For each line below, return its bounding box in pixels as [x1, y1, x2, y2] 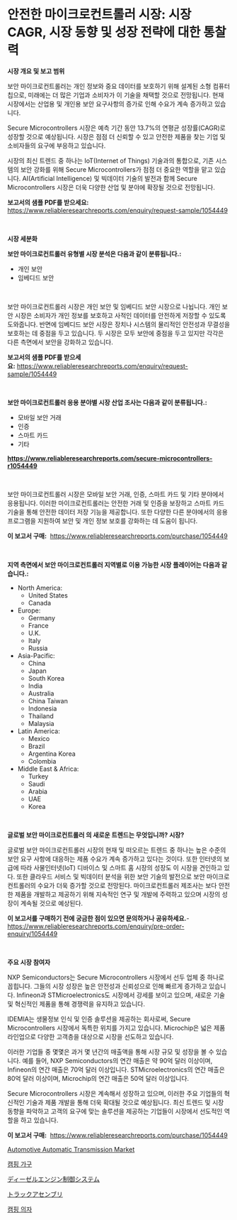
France [28, 621, 50, 630]
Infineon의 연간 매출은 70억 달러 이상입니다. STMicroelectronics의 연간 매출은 [7, 1065, 225, 1074]
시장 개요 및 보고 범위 [7, 67, 65, 75]
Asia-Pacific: [17, 651, 55, 660]
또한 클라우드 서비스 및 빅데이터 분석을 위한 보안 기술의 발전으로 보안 [16, 872, 205, 881]
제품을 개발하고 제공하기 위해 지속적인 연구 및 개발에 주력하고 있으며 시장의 [14, 890, 221, 898]
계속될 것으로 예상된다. [20, 898, 83, 907]
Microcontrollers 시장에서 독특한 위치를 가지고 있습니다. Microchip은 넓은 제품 [7, 1023, 226, 1032]
